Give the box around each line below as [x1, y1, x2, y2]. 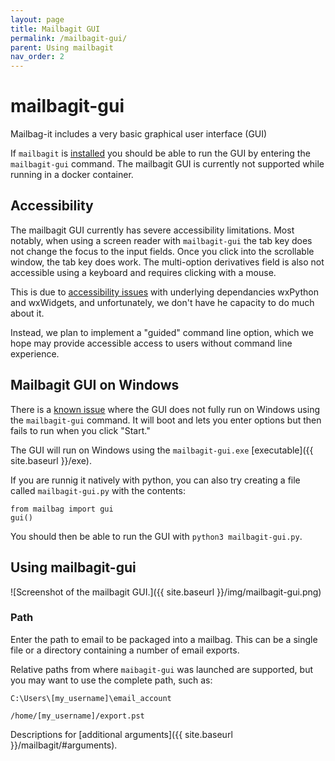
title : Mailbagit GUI [10, 24, 101, 34]
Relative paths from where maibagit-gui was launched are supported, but [10, 663, 314, 675]
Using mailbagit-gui [10, 559, 137, 576]
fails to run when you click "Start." [10, 424, 151, 436]
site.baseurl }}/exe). [10, 454, 92, 466]
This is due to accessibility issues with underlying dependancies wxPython [10, 286, 319, 298]
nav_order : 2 [10, 52, 65, 62]
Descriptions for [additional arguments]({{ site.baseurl [10, 728, 233, 740]
